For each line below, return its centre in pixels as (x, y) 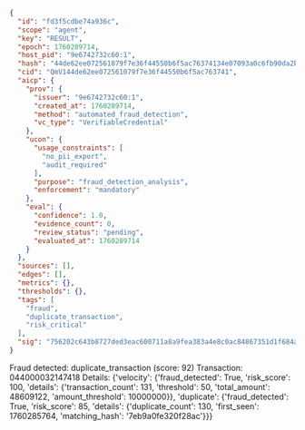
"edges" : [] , (42, 275)
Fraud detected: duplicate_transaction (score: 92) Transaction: (126, 367)
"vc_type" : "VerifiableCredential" (101, 122)
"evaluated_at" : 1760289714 (87, 240)
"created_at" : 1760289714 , (84, 106)
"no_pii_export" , (74, 156)
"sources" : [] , (46, 266)
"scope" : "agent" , (53, 30)
